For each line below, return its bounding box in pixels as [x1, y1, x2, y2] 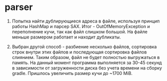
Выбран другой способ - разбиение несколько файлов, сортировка [11, 43, 157, 49]
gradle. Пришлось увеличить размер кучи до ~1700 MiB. [11, 70, 133, 76]
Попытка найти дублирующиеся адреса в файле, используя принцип [11, 18, 160, 24]
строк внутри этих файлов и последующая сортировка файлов [11, 49, 147, 55]
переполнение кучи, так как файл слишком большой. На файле [11, 28, 148, 34]
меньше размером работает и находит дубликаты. [11, 34, 121, 40]
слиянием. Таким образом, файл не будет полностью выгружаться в [11, 54, 160, 60]
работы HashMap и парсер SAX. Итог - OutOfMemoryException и [11, 23, 150, 29]
